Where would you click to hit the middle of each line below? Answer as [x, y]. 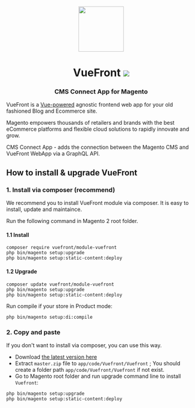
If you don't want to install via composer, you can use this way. [84, 345]
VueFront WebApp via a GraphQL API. [53, 154]
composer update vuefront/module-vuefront [60, 284]
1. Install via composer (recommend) [61, 190]
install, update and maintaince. [44, 209]
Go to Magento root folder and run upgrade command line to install [98, 376]
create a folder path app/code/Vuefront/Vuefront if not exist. [89, 369]
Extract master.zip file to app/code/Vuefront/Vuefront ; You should [97, 363]
